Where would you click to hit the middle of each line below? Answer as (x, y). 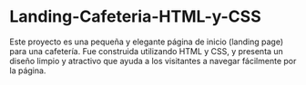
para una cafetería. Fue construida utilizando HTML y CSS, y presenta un (147, 51)
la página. (28, 71)
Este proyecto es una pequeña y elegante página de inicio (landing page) (147, 42)
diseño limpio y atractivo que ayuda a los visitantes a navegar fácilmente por (153, 61)
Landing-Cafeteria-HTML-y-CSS (135, 17)
